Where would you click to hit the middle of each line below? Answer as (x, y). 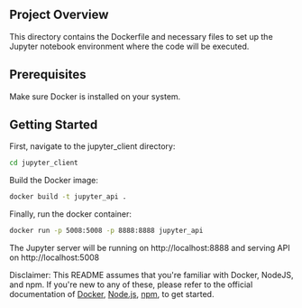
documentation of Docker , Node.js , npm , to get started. (112, 294)
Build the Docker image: (54, 181)
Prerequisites (48, 75)
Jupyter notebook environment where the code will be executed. (129, 46)
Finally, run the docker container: (71, 214)
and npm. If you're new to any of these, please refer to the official (131, 285)
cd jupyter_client (44, 163)
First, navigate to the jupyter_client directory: (92, 146)
